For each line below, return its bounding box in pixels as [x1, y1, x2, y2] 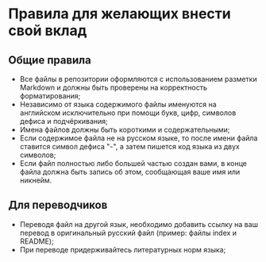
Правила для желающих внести [8, 5, 232, 23]
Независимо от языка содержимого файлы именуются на [19, 100, 217, 109]
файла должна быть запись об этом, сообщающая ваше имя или [19, 168, 241, 176]
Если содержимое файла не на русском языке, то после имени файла [19, 133, 258, 143]
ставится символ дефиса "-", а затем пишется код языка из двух [19, 142, 240, 151]
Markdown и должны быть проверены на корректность [19, 83, 208, 92]
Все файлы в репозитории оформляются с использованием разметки [19, 75, 257, 83]
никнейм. [19, 175, 52, 185]
